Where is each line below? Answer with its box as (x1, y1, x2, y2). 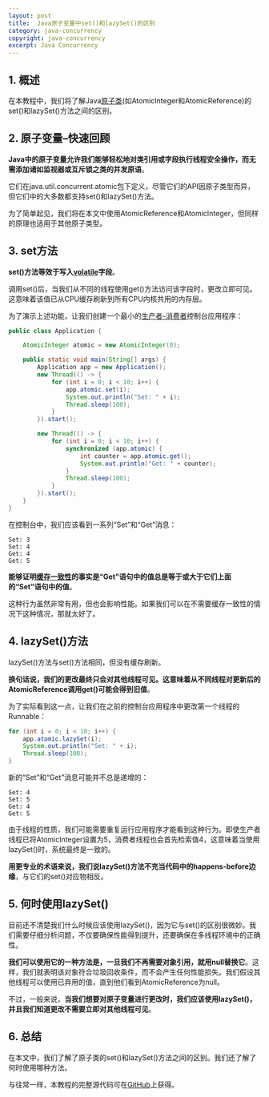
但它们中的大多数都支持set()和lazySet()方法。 (8, 191, 159, 201)
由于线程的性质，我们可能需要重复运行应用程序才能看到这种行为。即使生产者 (8, 825, 261, 834)
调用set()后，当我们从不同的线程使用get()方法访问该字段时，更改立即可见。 (8, 283, 257, 293)
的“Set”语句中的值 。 (8, 581, 77, 591)
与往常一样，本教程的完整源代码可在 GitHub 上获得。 (8, 1079, 179, 1089)
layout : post (8, 11, 52, 20)
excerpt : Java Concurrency (8, 42, 98, 50)
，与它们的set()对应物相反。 (15, 872, 108, 881)
